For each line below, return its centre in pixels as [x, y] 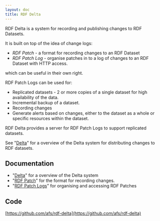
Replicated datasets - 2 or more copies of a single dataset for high [80, 92]
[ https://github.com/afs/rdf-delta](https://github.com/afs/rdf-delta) [73, 214]
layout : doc [17, 10]
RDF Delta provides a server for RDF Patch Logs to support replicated [76, 128]
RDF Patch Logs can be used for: [39, 83]
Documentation [30, 163]
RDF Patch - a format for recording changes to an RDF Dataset [76, 53]
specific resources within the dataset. [50, 118]
